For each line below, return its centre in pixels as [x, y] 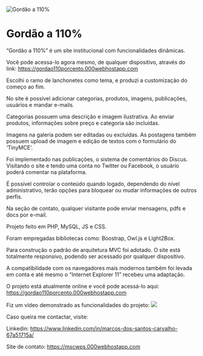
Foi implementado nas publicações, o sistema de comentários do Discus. [97, 159]
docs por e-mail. [27, 215]
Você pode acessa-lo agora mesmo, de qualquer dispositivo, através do [96, 62]
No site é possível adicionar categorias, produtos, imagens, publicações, [97, 98]
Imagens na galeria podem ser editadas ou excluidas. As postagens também [101, 134]
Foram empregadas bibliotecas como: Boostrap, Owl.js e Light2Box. [91, 238]
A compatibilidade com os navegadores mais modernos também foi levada [99, 268]
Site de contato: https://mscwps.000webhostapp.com [73, 346]
